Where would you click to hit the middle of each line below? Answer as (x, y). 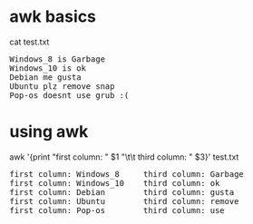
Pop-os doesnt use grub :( (69, 95)
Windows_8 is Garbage (58, 59)
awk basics (53, 17)
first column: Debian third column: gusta (122, 192)
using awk (49, 132)
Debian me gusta (45, 77)
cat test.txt (29, 42)
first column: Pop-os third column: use (117, 210)
